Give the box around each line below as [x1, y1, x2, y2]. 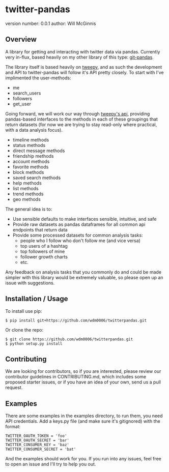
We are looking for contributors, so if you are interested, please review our [5, 368, 161, 374]
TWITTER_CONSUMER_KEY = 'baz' [5, 442, 70, 448]
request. [5, 385, 23, 391]
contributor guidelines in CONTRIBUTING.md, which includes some [5, 374, 147, 380]
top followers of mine [20, 248, 65, 254]
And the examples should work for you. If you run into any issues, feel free [5, 456, 161, 462]
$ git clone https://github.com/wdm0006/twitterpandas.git [5, 337, 133, 342]
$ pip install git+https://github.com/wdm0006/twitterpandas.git [5, 318, 147, 323]
